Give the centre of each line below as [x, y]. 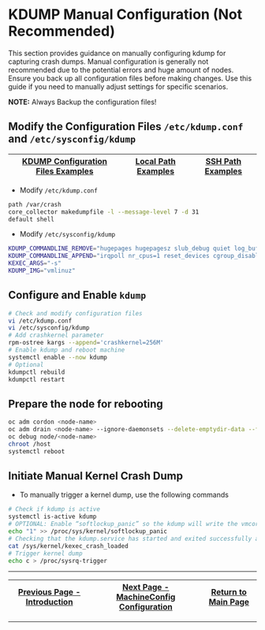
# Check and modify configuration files [76, 313]
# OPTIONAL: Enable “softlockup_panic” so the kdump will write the [123, 524]
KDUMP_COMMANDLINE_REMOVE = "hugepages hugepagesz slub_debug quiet [119, 249]
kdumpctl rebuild [37, 372]
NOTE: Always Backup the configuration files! [82, 102]
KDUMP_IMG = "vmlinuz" [42, 270]
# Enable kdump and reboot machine [67, 350]
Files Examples [64, 171]
